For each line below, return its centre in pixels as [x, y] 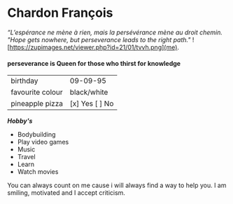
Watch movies [38, 172]
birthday [24, 81]
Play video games [43, 142]
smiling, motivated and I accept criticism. [66, 193]
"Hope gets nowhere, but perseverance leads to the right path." [99, 39]
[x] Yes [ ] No [92, 104]
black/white [89, 93]
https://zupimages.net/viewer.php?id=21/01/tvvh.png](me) [93, 47]
